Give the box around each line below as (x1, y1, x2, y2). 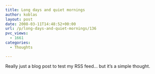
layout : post (5, 17, 33, 22)
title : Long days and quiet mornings (5, 7, 85, 13)
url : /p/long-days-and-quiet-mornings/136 (5, 26, 97, 31)
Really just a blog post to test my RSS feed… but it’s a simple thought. (5, 63, 150, 69)
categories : (5, 40, 30, 45)
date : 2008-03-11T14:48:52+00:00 (5, 21, 76, 27)
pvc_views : (5, 31, 28, 36)
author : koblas (5, 12, 38, 17)
